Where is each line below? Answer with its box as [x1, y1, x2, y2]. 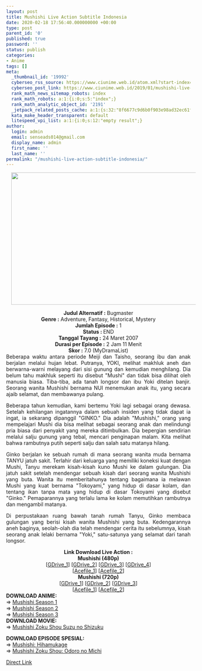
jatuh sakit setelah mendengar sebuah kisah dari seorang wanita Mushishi [6, 469, 191, 477]
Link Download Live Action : [64, 549, 133, 556]
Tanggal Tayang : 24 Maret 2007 [58, 334, 139, 341]
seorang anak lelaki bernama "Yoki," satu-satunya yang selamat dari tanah [6, 531, 191, 538]
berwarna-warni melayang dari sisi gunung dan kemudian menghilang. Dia [6, 365, 191, 373]
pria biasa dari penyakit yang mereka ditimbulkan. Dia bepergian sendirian [6, 427, 191, 434]
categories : [6, 52, 35, 58]
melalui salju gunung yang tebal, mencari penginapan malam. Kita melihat [6, 433, 191, 441]
